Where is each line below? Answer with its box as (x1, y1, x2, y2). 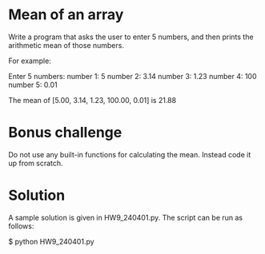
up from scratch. (8, 158, 63, 168)
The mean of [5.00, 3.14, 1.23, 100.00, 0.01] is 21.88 (8, 95, 177, 105)
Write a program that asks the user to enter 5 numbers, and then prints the (8, 32, 254, 42)
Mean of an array (8, 6, 124, 24)
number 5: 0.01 (8, 80, 58, 89)
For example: (8, 56, 52, 65)
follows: (8, 221, 34, 231)
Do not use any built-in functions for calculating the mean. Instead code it (8, 149, 251, 159)
